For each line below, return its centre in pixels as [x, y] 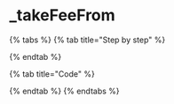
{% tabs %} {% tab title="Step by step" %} [87, 40]
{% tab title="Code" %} [52, 74]
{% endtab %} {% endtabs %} [64, 91]
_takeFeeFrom [62, 15]
